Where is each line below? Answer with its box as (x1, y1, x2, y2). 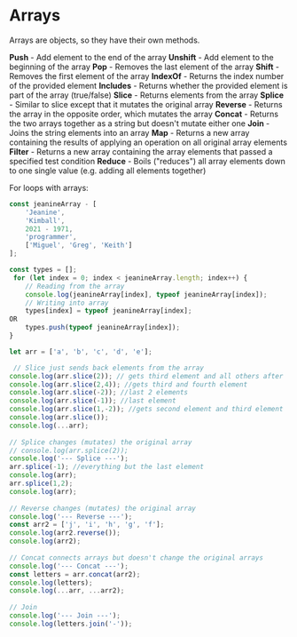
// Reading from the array (25, 282, 125, 291)
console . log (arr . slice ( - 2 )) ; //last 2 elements (9, 388, 189, 397)
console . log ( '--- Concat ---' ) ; (9, 561, 129, 570)
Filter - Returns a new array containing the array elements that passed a (9, 146, 273, 156)
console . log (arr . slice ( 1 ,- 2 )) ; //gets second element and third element (9, 405, 284, 414)
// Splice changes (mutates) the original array (9, 437, 192, 447)
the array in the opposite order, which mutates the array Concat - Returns (9, 108, 279, 119)
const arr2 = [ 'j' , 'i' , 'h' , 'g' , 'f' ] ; (9, 521, 165, 530)
